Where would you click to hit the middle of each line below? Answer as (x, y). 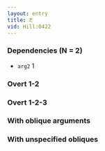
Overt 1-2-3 (27, 103)
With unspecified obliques (53, 139)
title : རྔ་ (20, 20)
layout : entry (28, 14)
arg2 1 (26, 66)
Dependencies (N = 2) (45, 51)
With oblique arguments (49, 121)
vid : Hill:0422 (29, 26)
